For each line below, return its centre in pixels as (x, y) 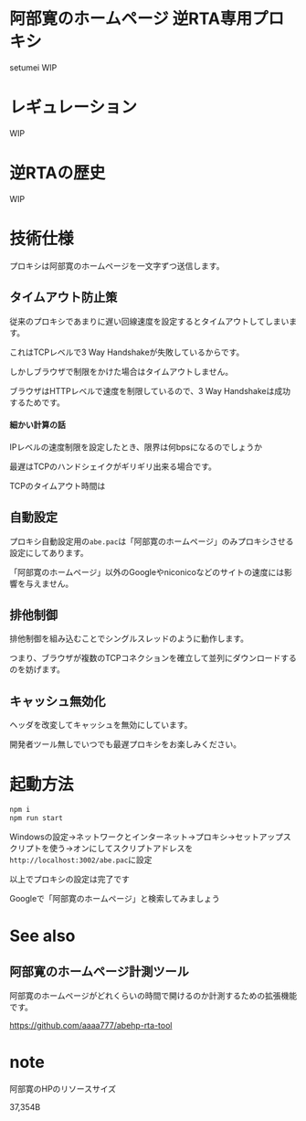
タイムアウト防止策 (63, 298)
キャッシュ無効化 (58, 701)
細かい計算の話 (37, 425)
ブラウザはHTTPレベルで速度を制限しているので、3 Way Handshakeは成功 (150, 390)
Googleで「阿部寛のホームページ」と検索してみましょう (115, 898)
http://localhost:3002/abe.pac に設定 (81, 859)
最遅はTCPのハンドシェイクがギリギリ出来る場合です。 (113, 466)
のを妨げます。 (37, 669)
